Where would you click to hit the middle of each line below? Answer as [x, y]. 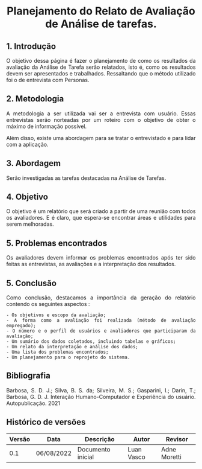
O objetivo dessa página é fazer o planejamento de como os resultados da [101, 61]
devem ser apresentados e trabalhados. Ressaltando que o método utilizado [101, 73]
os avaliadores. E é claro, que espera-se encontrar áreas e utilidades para [101, 218]
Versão [20, 439]
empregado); [21, 326]
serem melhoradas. [30, 224]
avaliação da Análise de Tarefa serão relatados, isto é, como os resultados [101, 67]
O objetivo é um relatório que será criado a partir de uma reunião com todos [101, 211]
